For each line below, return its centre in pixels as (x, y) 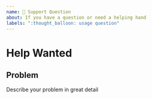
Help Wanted (39, 53)
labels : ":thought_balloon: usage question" (63, 23)
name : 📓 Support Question (38, 12)
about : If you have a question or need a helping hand (76, 18)
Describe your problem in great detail (52, 90)
